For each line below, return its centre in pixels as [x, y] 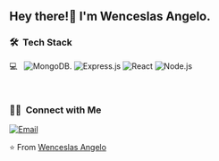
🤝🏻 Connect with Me [55, 110]
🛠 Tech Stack [41, 43]
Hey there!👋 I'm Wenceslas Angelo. [110, 17]
